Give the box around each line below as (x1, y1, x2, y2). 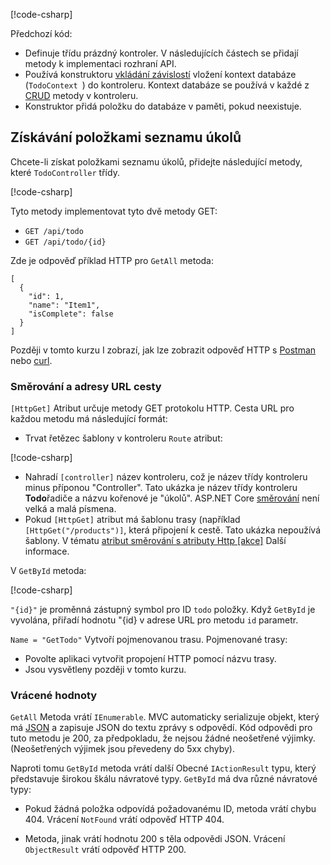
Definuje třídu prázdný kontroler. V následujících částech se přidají (24, 47, 299, 59)
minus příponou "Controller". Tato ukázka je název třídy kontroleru (24, 482, 298, 494)
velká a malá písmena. (24, 503, 117, 515)
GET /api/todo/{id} (24, 237, 107, 247)
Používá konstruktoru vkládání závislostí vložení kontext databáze (24, 69, 297, 80)
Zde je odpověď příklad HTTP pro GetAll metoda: (10, 254, 215, 266)
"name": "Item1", (28, 300, 101, 310)
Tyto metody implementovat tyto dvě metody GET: (10, 205, 218, 217)
